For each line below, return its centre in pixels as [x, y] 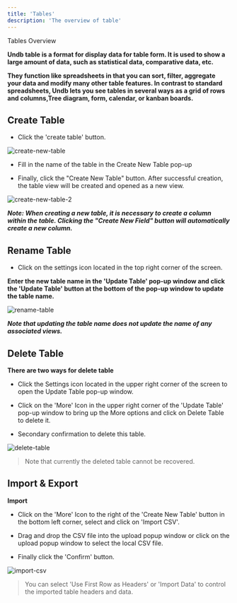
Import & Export [43, 484]
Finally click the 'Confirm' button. [66, 556]
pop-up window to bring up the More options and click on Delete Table [121, 412]
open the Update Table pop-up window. [76, 391]
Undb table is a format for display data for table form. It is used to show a [116, 54]
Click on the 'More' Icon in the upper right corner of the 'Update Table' [121, 405]
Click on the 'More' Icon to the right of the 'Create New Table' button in [121, 514]
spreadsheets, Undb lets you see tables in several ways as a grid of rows [116, 90]
